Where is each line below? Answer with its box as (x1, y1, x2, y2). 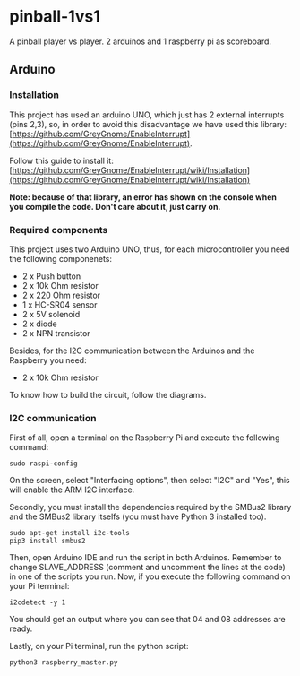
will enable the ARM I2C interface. (9, 484, 135, 495)
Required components (9, 223, 108, 236)
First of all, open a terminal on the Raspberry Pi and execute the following (9, 432, 280, 443)
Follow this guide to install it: (9, 155, 114, 166)
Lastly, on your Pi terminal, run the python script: (9, 641, 189, 652)
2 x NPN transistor (21, 327, 91, 338)
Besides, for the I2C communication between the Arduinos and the (9, 345, 255, 356)
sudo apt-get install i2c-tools (9, 529, 130, 538)
